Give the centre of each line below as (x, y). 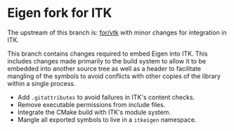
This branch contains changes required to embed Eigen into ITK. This (108, 54)
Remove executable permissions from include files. (91, 104)
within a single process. (41, 83)
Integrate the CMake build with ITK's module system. (94, 112)
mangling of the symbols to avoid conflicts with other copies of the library (114, 76)
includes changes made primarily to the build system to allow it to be (106, 61)
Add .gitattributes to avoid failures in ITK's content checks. (106, 97)
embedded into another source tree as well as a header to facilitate (104, 68)
